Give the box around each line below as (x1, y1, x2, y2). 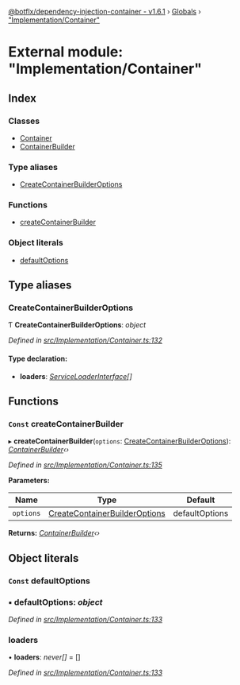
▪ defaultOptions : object (8, 596, 103, 607)
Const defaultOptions (8, 575, 91, 586)
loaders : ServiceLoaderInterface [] (19, 371, 132, 381)
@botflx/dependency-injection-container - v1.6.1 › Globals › (8, 7, 202, 16)
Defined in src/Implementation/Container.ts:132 (8, 335, 163, 345)
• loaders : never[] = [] (8, 652, 81, 662)
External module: (8, 43, 124, 61)
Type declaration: (8, 354, 68, 364)
